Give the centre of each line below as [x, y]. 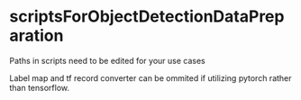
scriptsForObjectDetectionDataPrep [147, 17]
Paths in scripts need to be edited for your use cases [107, 60]
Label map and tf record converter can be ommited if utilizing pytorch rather [150, 77]
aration [36, 36]
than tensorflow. [40, 87]
